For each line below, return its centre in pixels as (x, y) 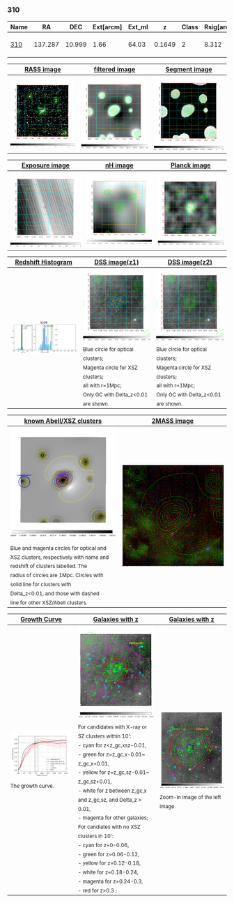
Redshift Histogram (44, 262)
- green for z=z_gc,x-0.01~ (111, 754)
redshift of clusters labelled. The (49, 567)
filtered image (115, 69)
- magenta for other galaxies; (113, 818)
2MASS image (172, 421)
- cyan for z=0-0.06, (103, 845)
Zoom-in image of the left (190, 797)
